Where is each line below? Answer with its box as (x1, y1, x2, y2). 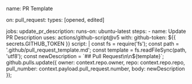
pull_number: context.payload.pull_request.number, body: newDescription (6, 65, 185, 72)
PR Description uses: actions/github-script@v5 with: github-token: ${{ (6, 34, 176, 41)
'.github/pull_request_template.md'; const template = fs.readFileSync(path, (6, 46, 187, 53)
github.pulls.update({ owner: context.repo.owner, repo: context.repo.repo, (6, 59, 186, 66)
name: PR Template (6, 5, 53, 12)
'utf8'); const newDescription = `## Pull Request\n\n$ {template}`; (6, 53, 164, 59)
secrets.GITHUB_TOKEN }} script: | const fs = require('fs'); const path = (6, 41, 180, 47)
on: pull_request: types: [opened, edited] (6, 16, 105, 23)
